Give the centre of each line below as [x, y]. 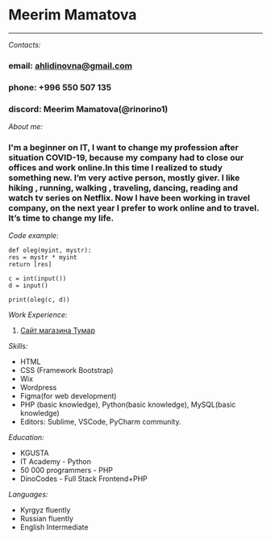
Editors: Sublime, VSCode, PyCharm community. [100, 422]
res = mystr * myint [43, 257]
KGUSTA [35, 453]
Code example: [33, 236]
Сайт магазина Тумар [57, 331]
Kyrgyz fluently [45, 510]
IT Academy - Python [55, 462]
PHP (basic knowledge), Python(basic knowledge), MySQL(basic [128, 404]
